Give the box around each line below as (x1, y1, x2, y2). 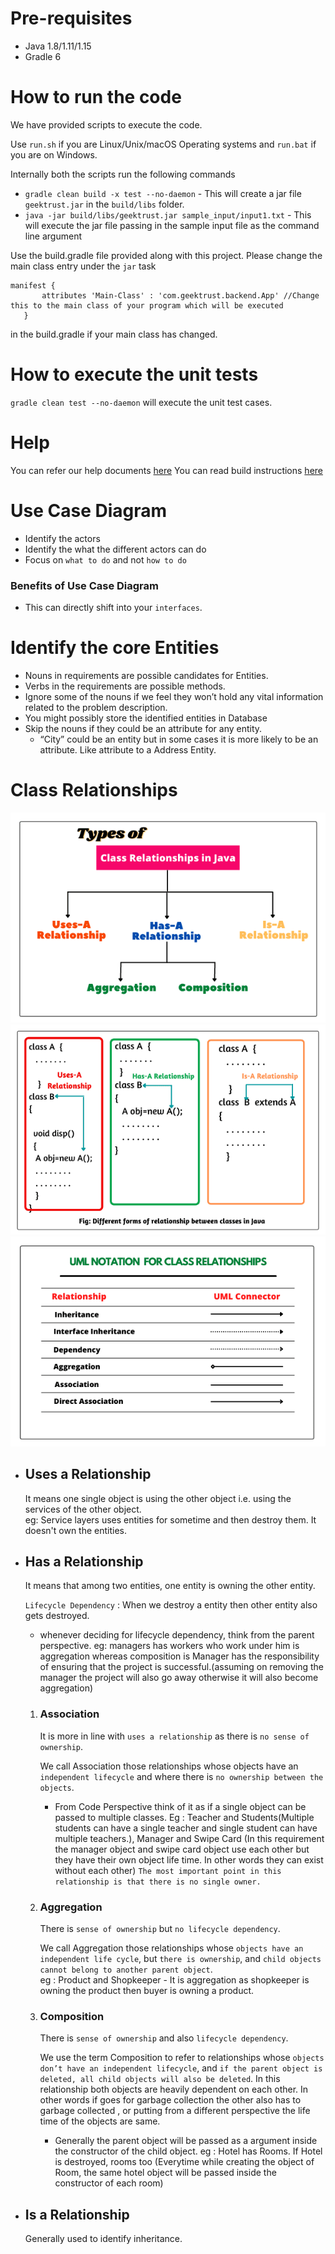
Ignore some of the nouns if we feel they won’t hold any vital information (24, 690, 324, 702)
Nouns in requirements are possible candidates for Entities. (24, 669, 269, 681)
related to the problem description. (24, 701, 168, 713)
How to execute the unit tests (10, 363, 259, 386)
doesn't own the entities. (24, 1524, 128, 1536)
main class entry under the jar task (10, 260, 157, 272)
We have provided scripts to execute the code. (10, 118, 203, 131)
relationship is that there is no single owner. (54, 1877, 262, 1887)
